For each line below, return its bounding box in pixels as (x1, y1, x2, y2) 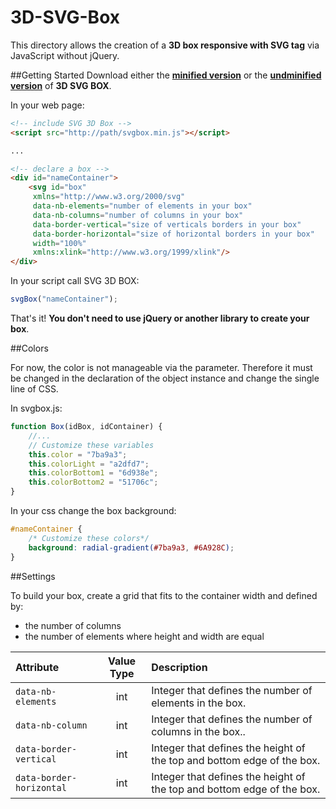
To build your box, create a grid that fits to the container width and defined (10, 589, 318, 601)
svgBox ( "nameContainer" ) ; (10, 294, 118, 305)
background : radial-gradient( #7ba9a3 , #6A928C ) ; (28, 542, 235, 553)
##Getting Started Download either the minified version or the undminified (10, 69, 322, 81)
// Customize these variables (28, 440, 155, 450)
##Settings (10, 570, 56, 582)
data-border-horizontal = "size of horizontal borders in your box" (32, 229, 315, 239)
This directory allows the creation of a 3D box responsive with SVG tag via (10, 39, 320, 51)
